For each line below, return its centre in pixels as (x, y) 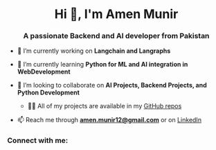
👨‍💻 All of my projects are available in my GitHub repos (105, 106)
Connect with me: (38, 140)
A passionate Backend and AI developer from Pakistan (116, 36)
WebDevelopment (44, 72)
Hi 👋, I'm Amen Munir (116, 14)
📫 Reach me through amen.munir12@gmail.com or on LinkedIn (109, 120)
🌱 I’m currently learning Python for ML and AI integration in (102, 65)
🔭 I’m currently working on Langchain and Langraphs (94, 51)
